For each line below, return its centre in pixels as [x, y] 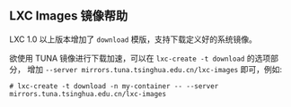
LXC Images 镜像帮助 [69, 16]
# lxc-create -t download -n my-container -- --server [114, 86]
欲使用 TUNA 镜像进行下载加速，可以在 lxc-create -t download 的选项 [140, 58]
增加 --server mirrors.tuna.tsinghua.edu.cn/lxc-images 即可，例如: [154, 69]
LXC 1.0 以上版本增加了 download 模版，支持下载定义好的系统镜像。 [133, 39]
